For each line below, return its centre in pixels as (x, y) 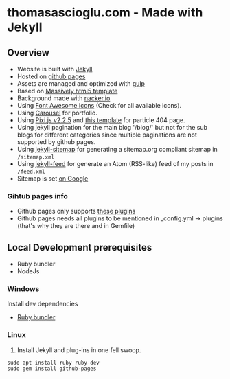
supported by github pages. (56, 142)
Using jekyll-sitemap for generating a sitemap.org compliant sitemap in (117, 149)
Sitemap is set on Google (53, 179)
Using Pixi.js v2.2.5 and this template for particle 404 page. (101, 120)
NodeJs (28, 271)
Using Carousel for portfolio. (57, 113)
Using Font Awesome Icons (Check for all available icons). (99, 105)
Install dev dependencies (43, 304)
